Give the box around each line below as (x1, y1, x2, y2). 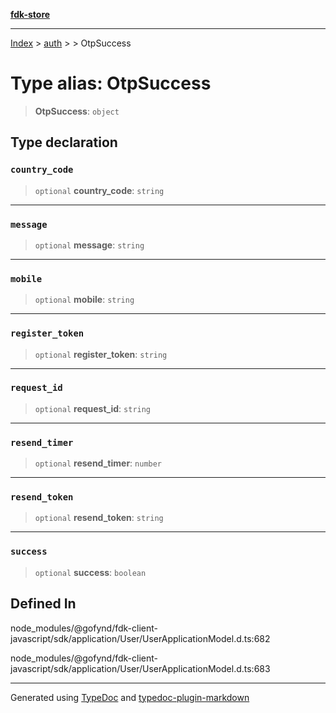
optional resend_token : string (34, 512, 164, 524)
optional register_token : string (34, 348, 168, 360)
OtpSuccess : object (34, 105, 120, 117)
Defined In (10, 595, 77, 613)
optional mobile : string (34, 294, 135, 306)
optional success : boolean (34, 566, 147, 578)
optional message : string (34, 239, 145, 251)
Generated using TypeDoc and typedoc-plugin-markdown (10, 691, 250, 703)
